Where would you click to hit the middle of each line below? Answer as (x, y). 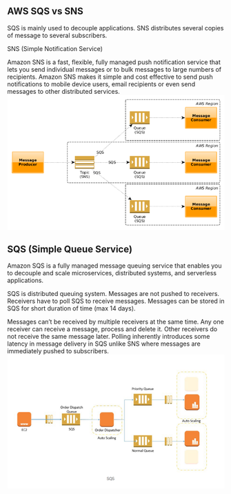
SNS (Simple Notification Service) (55, 48)
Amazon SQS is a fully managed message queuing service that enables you (114, 266)
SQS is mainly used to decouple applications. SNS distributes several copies (115, 28)
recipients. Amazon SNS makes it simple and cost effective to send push (110, 77)
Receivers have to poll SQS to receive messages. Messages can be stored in (116, 301)
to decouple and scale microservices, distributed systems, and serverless (112, 273)
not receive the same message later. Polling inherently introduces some (109, 336)
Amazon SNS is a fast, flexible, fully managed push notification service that (114, 62)
